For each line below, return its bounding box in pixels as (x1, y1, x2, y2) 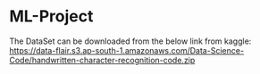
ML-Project (9, 6, 94, 27)
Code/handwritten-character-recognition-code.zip (9, 54, 196, 65)
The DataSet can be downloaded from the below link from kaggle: (9, 36, 252, 46)
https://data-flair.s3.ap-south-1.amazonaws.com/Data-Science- (9, 45, 244, 55)
